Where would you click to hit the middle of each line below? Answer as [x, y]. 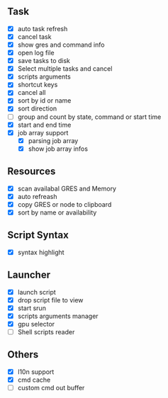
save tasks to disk [44, 61]
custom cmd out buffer [51, 387]
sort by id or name [44, 101]
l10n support [36, 372]
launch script [37, 292]
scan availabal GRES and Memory [67, 188]
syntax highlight [41, 252]
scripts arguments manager [58, 316]
